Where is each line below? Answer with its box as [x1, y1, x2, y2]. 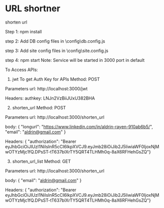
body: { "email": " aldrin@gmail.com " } [5, 177, 82, 183]
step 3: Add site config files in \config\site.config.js [5, 48, 109, 53]
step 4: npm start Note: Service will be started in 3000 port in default [5, 57, 145, 63]
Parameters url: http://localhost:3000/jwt [5, 85, 88, 91]
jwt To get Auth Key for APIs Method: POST [12, 76, 100, 82]
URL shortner [5, 3, 60, 14]
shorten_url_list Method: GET [12, 158, 71, 164]
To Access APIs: [5, 67, 38, 73]
